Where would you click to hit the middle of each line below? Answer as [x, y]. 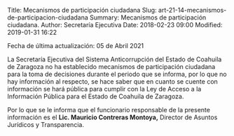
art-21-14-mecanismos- [192, 10]
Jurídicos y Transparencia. [46, 124]
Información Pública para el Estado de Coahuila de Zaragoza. [96, 96]
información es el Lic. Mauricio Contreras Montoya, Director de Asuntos [112, 117]
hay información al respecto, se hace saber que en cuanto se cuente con [113, 82]
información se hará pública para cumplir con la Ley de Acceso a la [104, 89]
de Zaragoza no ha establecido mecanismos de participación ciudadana [111, 67]
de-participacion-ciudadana [48, 17]
